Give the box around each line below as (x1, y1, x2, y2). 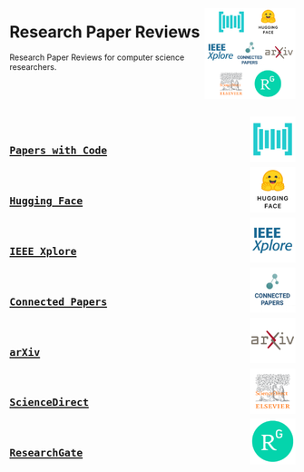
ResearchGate (9, 447, 83, 459)
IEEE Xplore (9, 244, 77, 258)
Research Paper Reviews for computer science (9, 52, 185, 63)
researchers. (9, 61, 57, 72)
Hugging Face (9, 194, 83, 208)
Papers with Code (9, 144, 107, 157)
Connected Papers (9, 295, 107, 308)
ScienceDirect (9, 396, 89, 409)
